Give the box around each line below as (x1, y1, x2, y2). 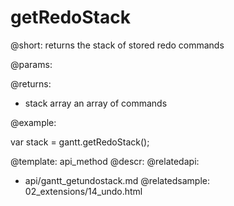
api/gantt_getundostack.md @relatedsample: (24, 174, 210, 186)
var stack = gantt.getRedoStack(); (10, 136, 150, 148)
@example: (10, 116, 57, 128)
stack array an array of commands (24, 97, 168, 109)
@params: (10, 58, 53, 70)
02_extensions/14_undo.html (24, 185, 143, 197)
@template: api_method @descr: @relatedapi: (10, 155, 200, 167)
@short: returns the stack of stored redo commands (10, 39, 225, 51)
